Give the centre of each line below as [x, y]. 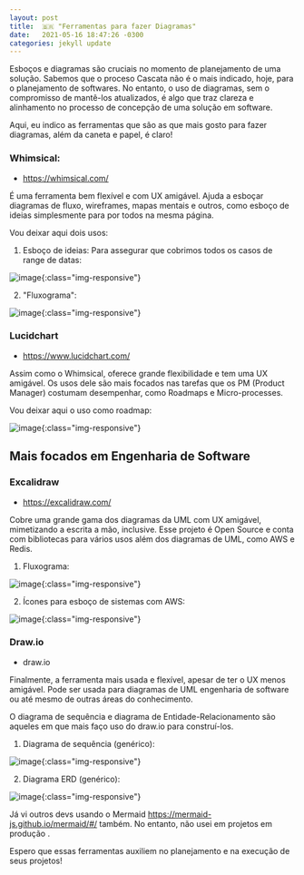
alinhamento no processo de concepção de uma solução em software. [141, 108]
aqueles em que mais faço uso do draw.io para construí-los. [122, 726]
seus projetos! [36, 860]
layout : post [34, 18]
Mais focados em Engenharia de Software [130, 456]
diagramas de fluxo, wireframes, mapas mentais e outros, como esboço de [150, 205]
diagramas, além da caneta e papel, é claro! [91, 135]
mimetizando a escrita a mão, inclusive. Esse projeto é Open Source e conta [152, 529]
